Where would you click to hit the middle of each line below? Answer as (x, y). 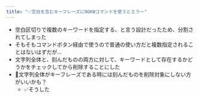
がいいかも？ (31, 82)
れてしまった (31, 37)
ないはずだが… (43, 52)
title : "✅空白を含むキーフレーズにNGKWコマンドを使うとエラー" (77, 12)
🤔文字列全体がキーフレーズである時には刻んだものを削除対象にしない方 (103, 74)
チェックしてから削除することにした (76, 67)
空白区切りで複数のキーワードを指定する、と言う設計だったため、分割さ (104, 29)
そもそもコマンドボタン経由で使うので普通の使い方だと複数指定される (102, 44)
